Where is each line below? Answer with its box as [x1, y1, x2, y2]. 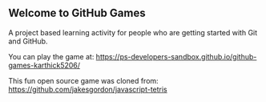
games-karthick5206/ [8, 60, 81, 70]
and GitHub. [8, 36, 48, 46]
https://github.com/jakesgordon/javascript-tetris [8, 84, 168, 94]
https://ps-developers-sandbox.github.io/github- [95, 51, 257, 61]
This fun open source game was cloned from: [8, 75, 159, 85]
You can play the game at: [8, 51, 95, 61]
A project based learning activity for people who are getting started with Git [8, 27, 258, 37]
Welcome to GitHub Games [8, 6, 146, 20]
